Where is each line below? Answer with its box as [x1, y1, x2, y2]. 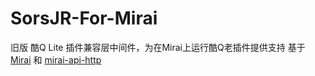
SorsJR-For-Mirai [10, 7, 158, 30]
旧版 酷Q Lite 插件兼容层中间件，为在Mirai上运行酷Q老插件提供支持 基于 [10, 41, 306, 53]
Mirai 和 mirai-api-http [10, 53, 102, 66]
